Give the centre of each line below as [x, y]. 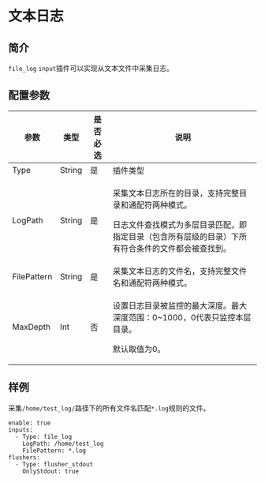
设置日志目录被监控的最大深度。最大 [179, 305]
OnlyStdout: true [51, 471]
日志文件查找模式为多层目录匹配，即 [179, 224]
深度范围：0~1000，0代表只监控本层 [182, 317]
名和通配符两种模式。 [152, 283]
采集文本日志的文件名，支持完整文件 [179, 271]
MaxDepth [32, 327]
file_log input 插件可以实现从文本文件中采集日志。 [91, 68]
